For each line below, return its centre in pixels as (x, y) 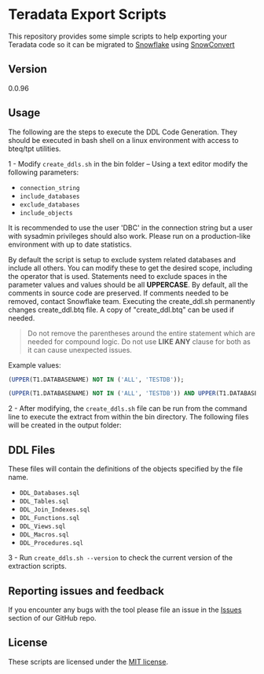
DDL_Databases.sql (49, 493)
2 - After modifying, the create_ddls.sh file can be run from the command (128, 408)
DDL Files (32, 450)
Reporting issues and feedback (86, 591)
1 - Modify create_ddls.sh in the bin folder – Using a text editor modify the (128, 163)
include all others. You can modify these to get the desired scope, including (130, 268)
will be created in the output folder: (65, 425)
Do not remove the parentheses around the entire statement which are (141, 333)
